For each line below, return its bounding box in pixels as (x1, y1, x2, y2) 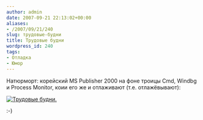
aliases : (6, 20, 29, 26)
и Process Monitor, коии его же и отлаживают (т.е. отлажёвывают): (6, 83, 181, 91)
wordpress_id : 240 (6, 43, 53, 50)
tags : (6, 49, 20, 55)
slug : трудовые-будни (6, 32, 62, 38)
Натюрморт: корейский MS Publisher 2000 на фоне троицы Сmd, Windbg (6, 77, 197, 84)
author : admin (6, 9, 43, 15)
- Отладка (6, 54, 32, 61)
